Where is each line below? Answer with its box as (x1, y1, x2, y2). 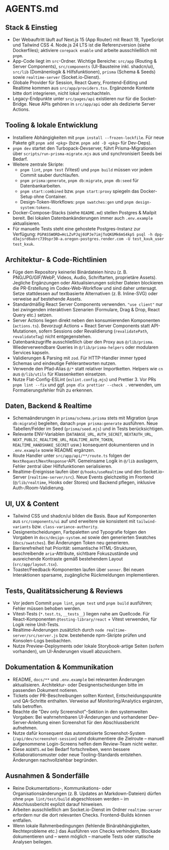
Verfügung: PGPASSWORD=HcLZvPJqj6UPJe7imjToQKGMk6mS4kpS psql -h (12, 231, 153, 237)
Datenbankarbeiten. (20, 182, 62, 188)
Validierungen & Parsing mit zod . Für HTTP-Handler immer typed (12, 355, 146, 361)
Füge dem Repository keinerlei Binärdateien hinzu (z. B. (12, 269, 128, 275)
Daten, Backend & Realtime (5, 402, 92, 410)
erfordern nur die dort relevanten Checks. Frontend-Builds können (12, 812, 151, 818)
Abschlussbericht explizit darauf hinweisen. (12, 801, 103, 807)
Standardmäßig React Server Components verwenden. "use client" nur (12, 301, 163, 307)
